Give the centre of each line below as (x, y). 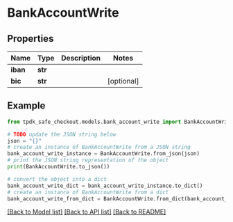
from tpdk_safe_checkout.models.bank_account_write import (94, 122)
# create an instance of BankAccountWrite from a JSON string (99, 148)
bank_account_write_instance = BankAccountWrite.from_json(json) (103, 154)
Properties (31, 39)
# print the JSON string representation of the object (88, 160)
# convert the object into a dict (57, 179)
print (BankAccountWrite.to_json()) (59, 167)
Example (26, 106)
